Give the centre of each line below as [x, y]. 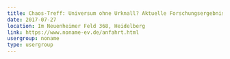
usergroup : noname [33, 39]
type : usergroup [30, 45]
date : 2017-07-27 [32, 20]
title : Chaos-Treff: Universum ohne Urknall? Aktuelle [87, 13]
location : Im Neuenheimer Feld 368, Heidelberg [76, 26]
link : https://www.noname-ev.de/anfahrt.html [73, 32]
